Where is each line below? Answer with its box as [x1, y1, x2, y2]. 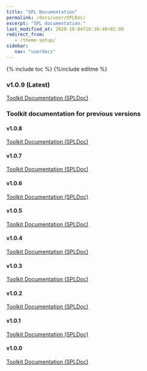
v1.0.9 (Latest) [6, 80, 50, 89]
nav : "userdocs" [14, 49, 56, 55]
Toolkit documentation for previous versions [6, 109, 142, 118]
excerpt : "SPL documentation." [6, 20, 86, 26]
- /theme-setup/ [14, 37, 56, 43]
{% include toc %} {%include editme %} [6, 65, 108, 72]
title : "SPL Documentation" [6, 9, 78, 15]
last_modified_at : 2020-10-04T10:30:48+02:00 [6, 26, 124, 32]
